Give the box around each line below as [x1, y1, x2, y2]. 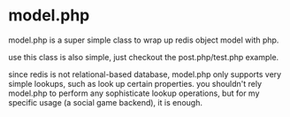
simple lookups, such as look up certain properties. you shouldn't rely [8, 78, 263, 89]
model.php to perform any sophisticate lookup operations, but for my [8, 88, 260, 98]
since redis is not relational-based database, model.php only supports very [8, 68, 282, 80]
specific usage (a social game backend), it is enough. [8, 97, 202, 107]
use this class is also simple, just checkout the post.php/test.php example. [8, 51, 279, 62]
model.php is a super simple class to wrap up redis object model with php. [8, 35, 279, 45]
